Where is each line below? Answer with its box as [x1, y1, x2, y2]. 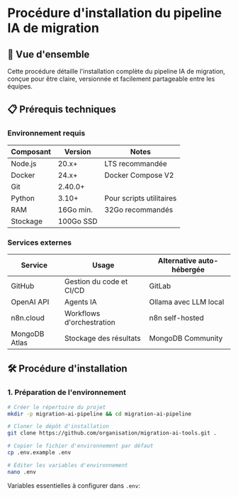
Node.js [11, 158, 37, 168]
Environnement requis [7, 128, 86, 138]
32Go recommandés [104, 204, 174, 214]
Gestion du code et [64, 277, 128, 286]
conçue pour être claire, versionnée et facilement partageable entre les [7, 74, 215, 83]
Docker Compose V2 [104, 170, 174, 180]
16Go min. [57, 204, 93, 214]
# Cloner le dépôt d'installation [7, 423, 110, 430]
